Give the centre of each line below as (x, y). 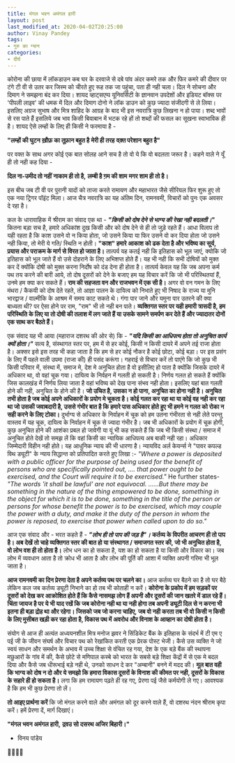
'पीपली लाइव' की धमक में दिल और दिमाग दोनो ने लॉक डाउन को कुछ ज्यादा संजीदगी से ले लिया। (112, 103)
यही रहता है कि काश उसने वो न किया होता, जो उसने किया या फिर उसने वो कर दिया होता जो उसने (113, 235)
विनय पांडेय (30, 738)
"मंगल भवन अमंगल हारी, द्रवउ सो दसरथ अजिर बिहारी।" (69, 724)
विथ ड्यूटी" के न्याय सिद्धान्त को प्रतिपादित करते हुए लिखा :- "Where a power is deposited (114, 453)
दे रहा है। (18, 205)
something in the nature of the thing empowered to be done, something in (113, 491)
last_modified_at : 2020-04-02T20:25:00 (65, 27)
